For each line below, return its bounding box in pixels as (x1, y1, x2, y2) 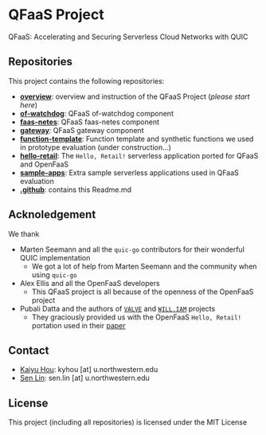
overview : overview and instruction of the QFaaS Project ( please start (19, 92, 250, 101)
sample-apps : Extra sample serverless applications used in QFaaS (19, 167, 239, 177)
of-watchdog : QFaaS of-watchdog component (19, 108, 174, 118)
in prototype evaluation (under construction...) (19, 142, 171, 152)
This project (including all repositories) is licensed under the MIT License (8, 417, 248, 427)
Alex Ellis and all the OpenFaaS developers (19, 278, 161, 288)
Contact (8, 343, 49, 357)
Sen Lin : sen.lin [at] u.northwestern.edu (19, 373, 150, 383)
